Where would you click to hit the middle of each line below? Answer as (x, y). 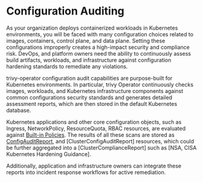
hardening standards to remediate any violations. (67, 66)
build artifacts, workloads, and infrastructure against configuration (89, 60)
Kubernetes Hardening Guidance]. (49, 154)
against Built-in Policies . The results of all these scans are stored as (91, 135)
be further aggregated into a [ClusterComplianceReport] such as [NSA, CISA (101, 148)
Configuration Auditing (66, 11)
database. (19, 110)
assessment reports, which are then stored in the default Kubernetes (92, 103)
